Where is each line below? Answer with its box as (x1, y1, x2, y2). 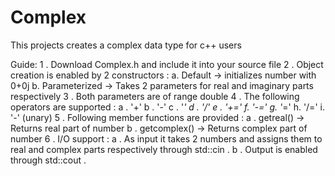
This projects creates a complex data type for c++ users (10, 39, 242, 51)
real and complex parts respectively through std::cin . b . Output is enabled (10, 143, 318, 155)
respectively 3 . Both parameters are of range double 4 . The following (10, 90, 300, 102)
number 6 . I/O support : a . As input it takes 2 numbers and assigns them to (10, 132, 323, 145)
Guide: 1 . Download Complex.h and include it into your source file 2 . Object (10, 58, 324, 70)
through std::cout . (10, 154, 87, 166)
